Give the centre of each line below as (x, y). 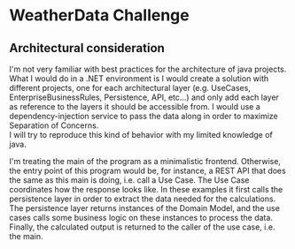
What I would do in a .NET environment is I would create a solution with (139, 79)
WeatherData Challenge (99, 15)
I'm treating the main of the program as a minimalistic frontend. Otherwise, (145, 161)
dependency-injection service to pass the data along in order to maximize (144, 116)
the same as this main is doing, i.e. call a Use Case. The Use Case (129, 180)
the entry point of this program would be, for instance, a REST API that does (147, 170)
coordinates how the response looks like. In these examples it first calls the (146, 189)
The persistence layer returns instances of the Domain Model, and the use (145, 208)
